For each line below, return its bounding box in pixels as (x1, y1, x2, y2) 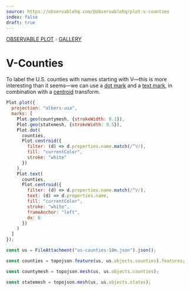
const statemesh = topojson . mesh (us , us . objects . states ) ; (6, 279, 151, 285)
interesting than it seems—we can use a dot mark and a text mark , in (6, 82, 172, 89)
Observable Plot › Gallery (6, 36, 82, 43)
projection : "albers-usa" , (11, 105, 78, 111)
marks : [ (11, 111, 33, 117)
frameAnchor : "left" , (27, 209, 81, 215)
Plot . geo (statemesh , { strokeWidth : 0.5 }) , (16, 121, 122, 127)
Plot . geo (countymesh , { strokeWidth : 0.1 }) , (16, 116, 125, 122)
